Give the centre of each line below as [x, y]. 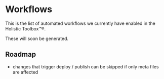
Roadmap [21, 54]
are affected [25, 72]
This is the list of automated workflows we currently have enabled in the [80, 23]
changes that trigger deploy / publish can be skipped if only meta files [86, 66]
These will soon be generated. [37, 38]
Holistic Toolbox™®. [26, 28]
